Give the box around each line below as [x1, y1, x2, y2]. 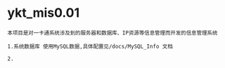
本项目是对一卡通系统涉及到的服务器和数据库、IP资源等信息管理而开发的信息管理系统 [7, 29, 218, 36]
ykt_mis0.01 [7, 5, 80, 21]
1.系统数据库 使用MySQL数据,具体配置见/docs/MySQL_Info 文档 [7, 43, 174, 50]
